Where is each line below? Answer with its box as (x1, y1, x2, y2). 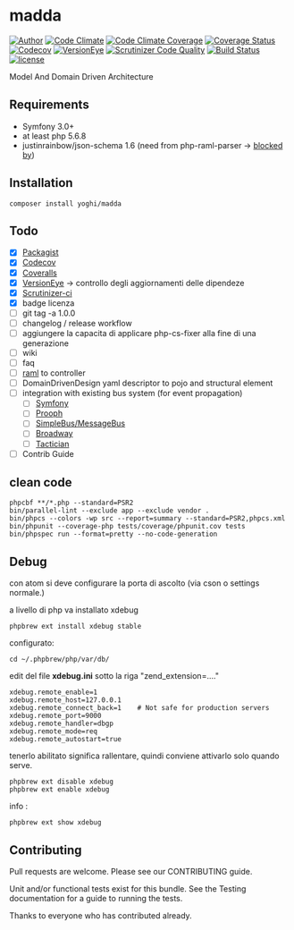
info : (9, 801, 29, 812)
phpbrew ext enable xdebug (9, 785, 110, 794)
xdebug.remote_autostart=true (9, 735, 122, 744)
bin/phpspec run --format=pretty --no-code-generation (9, 529, 218, 539)
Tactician (35, 438, 70, 449)
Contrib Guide (21, 448, 74, 459)
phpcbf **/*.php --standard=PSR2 (9, 498, 134, 508)
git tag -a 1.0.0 (21, 308, 76, 318)
